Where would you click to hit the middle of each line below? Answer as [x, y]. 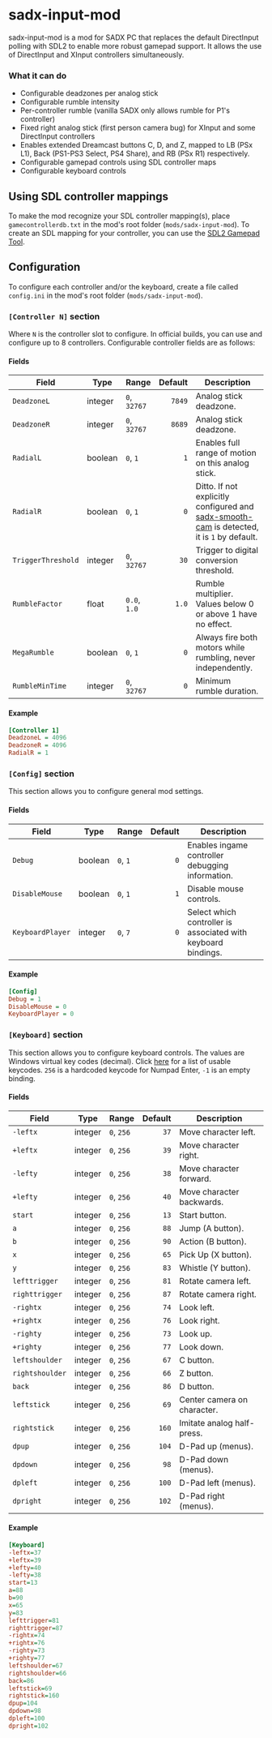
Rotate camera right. [218, 1294]
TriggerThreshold [46, 560]
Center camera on [214, 1399]
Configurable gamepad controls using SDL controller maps [118, 162]
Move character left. [218, 1131]
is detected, [236, 527]
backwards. [202, 1202]
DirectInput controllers [57, 136]
